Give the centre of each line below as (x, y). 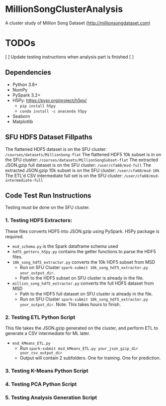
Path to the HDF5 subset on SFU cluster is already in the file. (82, 278)
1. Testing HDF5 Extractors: (39, 220)
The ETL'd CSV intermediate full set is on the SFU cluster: (64, 176)
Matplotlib (23, 121)
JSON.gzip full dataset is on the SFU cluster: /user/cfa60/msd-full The (78, 165)
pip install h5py (38, 106)
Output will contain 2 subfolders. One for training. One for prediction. (90, 358)
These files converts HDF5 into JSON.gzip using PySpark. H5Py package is (83, 231)
